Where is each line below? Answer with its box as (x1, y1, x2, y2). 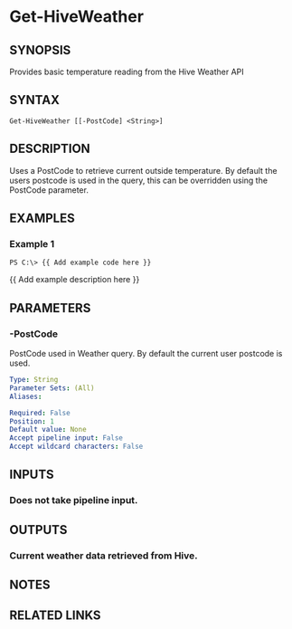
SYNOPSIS (9, 43, 71, 58)
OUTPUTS (9, 522, 68, 538)
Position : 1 (9, 416, 54, 426)
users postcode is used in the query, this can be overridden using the (9, 175, 268, 186)
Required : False (9, 408, 71, 417)
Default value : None (9, 425, 88, 434)
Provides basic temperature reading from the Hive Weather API (9, 66, 244, 77)
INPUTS (9, 467, 54, 482)
